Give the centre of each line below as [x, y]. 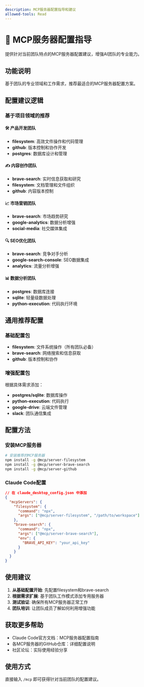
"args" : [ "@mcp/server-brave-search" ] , [58, 534]
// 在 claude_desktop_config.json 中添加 [46, 493]
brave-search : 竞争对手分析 [40, 254]
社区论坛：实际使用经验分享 [40, 650]
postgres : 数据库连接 [33, 291]
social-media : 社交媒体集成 [40, 229]
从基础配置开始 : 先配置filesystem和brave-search [60, 590]
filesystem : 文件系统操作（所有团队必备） [54, 347]
